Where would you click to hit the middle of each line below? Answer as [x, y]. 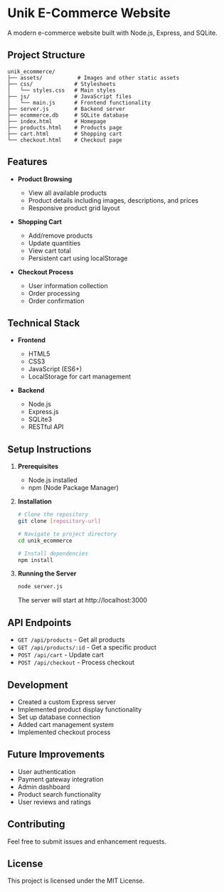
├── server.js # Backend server [66, 109]
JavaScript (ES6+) [55, 369]
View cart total [49, 250]
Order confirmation [56, 301]
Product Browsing [45, 179]
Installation [34, 501]
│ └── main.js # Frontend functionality [79, 102]
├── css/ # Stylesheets [62, 84]
